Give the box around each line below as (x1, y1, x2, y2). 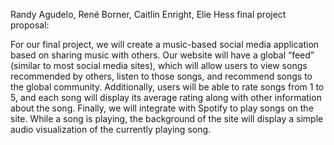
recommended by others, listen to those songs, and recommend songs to (10, 70, 313, 82)
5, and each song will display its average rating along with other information (10, 92, 322, 103)
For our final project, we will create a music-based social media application (10, 39, 320, 50)
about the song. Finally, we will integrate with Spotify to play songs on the (10, 102, 314, 114)
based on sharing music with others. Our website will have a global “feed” (10, 49, 315, 61)
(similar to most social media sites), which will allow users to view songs (10, 60, 308, 71)
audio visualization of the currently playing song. (10, 124, 212, 135)
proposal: (10, 19, 50, 31)
